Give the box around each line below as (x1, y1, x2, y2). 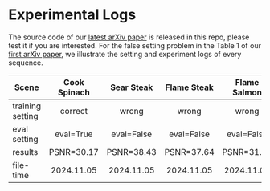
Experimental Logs (8, 6, 137, 24)
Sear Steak (109, 82, 153, 93)
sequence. (8, 58, 44, 67)
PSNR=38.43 (106, 146, 157, 157)
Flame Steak (165, 82, 215, 93)
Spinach (57, 87, 90, 98)
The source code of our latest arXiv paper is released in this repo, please (8, 32, 250, 42)
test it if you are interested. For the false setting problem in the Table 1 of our (8, 40, 261, 50)
